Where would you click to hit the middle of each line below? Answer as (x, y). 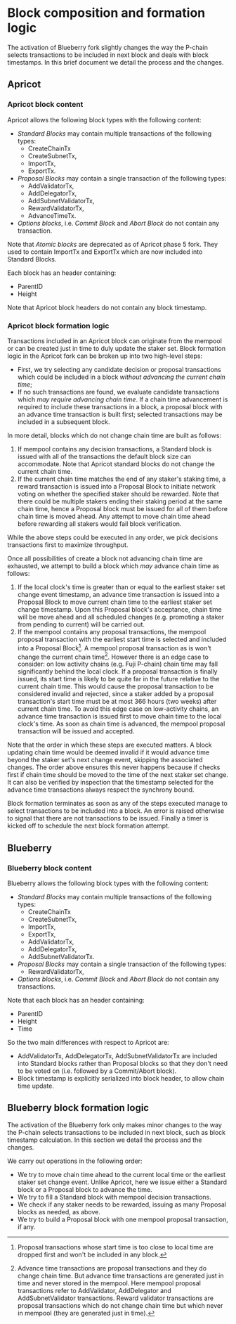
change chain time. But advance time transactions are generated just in (120, 1275)
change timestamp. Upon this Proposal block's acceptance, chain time (120, 609)
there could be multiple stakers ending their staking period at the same (120, 501)
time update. (36, 1086)
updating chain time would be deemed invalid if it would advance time (108, 752)
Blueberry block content (50, 868)
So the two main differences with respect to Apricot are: (88, 1042)
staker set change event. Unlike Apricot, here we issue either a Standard (122, 1182)
